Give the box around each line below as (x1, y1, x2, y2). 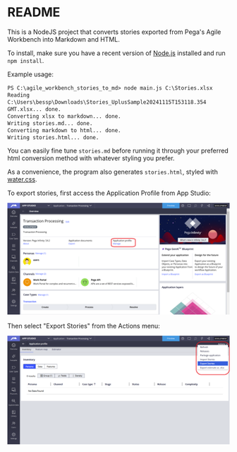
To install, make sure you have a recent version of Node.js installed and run (7, 49, 226, 57)
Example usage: (7, 70, 54, 78)
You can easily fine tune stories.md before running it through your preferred (7, 146, 229, 155)
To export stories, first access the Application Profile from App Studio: (7, 189, 212, 197)
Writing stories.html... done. (7, 133, 99, 141)
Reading (7, 91, 30, 99)
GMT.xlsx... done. (7, 105, 61, 113)
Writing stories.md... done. (7, 119, 93, 127)
